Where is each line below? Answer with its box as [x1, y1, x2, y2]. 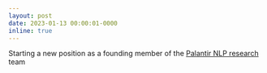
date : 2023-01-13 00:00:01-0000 [8, 19, 118, 27]
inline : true [8, 26, 53, 34]
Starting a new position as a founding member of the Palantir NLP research [8, 49, 259, 59]
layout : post [8, 11, 53, 20]
